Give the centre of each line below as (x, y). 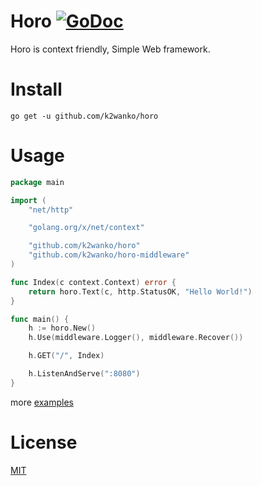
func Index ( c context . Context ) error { (93, 282)
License (44, 442)
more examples (42, 402)
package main (37, 182)
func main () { (40, 319)
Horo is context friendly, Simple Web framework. (110, 49)
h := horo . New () (62, 328)
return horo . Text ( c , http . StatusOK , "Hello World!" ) (140, 291)
